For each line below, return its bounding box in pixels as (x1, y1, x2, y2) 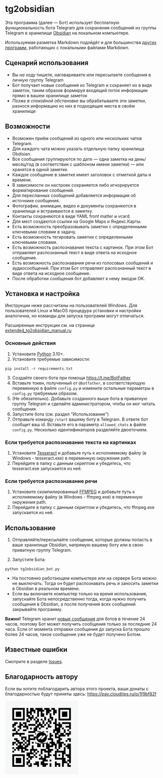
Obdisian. (12, 151, 32, 157)
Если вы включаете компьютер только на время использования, (12, 591, 147, 597)
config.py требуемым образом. (12, 390, 78, 396)
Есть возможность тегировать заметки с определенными (12, 234, 133, 240)
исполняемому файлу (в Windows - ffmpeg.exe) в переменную (12, 494, 143, 500)
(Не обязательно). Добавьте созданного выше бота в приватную (12, 395, 147, 401)
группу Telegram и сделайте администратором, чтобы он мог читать (12, 401, 156, 407)
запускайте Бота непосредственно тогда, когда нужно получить (12, 596, 146, 602)
